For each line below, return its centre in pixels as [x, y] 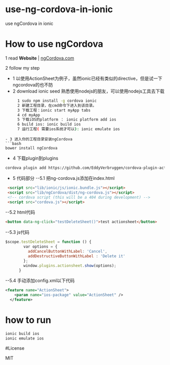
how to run [28, 320]
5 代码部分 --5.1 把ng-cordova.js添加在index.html [63, 178]
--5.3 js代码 [17, 232]
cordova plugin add [26, 168]
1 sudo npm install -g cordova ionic [57, 101]
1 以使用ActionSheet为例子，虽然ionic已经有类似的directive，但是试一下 [88, 78]
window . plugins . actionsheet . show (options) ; [70, 265]
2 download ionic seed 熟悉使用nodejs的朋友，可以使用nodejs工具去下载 [88, 91]
